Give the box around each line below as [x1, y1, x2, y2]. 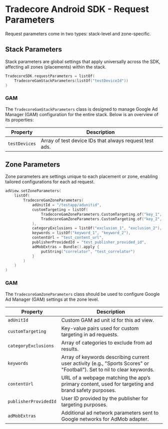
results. [61, 345, 79, 352]
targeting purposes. [61, 401, 107, 408]
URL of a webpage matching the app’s [61, 374, 151, 381]
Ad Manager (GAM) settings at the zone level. [5, 296, 99, 302]
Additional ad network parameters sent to [61, 409, 159, 416]
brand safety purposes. [61, 386, 116, 393]
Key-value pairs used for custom [61, 324, 139, 331]
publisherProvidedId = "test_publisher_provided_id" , [31, 240, 146, 245]
